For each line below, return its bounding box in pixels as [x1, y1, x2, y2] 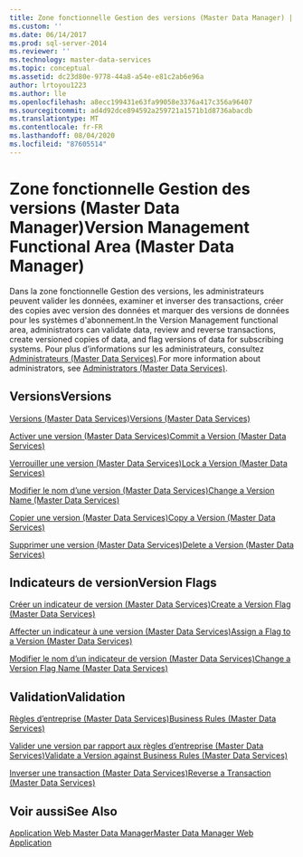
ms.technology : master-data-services [9, 55, 152, 64]
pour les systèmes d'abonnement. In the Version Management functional [9, 314, 279, 325]
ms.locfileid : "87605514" [9, 140, 107, 149]
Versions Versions [9, 389, 112, 404]
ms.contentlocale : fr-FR [9, 123, 103, 132]
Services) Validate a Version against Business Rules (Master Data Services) [9, 750, 288, 761]
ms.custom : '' [9, 22, 63, 31]
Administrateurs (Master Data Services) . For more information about [9, 352, 260, 363]
